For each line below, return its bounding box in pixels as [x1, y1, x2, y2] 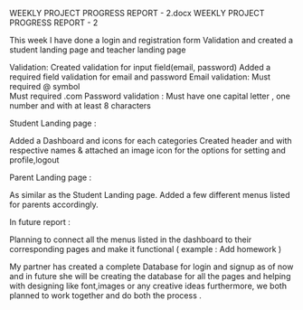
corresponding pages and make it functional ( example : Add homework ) [9, 244, 282, 254]
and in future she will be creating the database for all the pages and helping [9, 271, 291, 281]
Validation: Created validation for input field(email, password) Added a [9, 62, 271, 72]
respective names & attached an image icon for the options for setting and [9, 145, 287, 155]
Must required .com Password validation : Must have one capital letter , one [9, 90, 291, 101]
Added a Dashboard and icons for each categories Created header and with [9, 136, 292, 146]
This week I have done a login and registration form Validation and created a [9, 35, 294, 45]
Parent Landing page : [9, 172, 92, 183]
